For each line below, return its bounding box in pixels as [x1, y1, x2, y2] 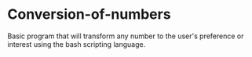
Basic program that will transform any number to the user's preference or [7, 31, 244, 41]
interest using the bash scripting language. [7, 39, 146, 48]
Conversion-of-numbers [7, 5, 171, 23]
